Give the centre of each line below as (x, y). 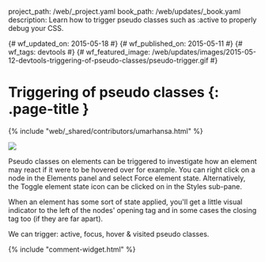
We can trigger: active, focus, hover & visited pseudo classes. (109, 234)
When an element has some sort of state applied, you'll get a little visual (125, 202)
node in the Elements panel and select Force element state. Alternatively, (127, 178)
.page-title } (49, 109)
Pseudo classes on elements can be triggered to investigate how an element (132, 161)
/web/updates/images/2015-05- (204, 52)
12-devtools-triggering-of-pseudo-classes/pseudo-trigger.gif (108, 60)
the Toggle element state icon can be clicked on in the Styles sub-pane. (125, 186)
